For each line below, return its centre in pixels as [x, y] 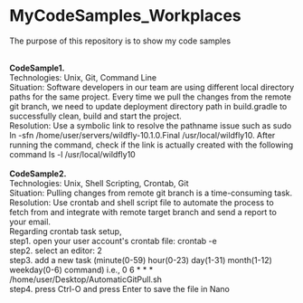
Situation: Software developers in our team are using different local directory [152, 87]
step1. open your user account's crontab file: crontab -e [113, 241]
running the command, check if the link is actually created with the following [151, 145]
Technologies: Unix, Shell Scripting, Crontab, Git [99, 183]
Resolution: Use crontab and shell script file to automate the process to [142, 202]
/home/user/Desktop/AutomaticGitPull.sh [86, 279]
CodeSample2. [38, 174]
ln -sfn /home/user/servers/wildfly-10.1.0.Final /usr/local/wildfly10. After [142, 135]
